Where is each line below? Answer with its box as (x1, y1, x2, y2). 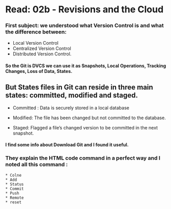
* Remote (5, 195, 24, 200)
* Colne (5, 173, 22, 178)
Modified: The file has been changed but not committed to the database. (12, 115, 166, 121)
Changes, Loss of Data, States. (5, 68, 73, 74)
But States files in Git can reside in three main (5, 83, 154, 92)
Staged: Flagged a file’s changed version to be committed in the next (12, 124, 158, 130)
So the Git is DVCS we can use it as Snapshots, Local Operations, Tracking (5, 63, 166, 69)
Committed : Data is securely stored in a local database (12, 104, 130, 111)
